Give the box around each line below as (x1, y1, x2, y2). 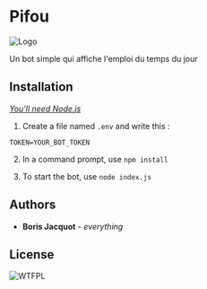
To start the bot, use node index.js (22, 171, 152, 181)
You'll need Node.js (9, 103, 82, 114)
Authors (9, 197, 56, 213)
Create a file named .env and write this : (22, 120, 170, 131)
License (9, 247, 55, 262)
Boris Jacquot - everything (22, 221, 124, 232)
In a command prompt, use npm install (22, 153, 168, 164)
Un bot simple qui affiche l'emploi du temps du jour (9, 53, 199, 64)
